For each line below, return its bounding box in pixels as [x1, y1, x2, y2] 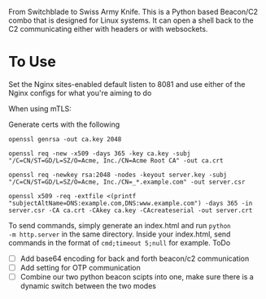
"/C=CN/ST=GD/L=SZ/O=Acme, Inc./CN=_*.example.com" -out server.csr [8, 178, 246, 186]
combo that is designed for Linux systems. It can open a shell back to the [8, 15, 254, 25]
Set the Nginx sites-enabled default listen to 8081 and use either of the [8, 79, 246, 89]
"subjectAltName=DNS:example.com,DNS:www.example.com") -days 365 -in [8, 199, 253, 207]
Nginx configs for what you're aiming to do [8, 88, 152, 97]
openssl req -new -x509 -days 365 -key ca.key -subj [8, 149, 191, 158]
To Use [8, 53, 57, 71]
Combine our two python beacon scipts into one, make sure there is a [20, 272, 254, 282]
